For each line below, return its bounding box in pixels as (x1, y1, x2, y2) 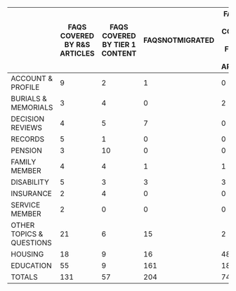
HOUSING (11, 250, 44, 259)
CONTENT (101, 48, 137, 58)
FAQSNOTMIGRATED (143, 35, 215, 45)
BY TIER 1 (101, 40, 136, 49)
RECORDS (11, 134, 44, 143)
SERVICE (11, 200, 41, 209)
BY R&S (64, 40, 91, 49)
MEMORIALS (11, 103, 53, 112)
